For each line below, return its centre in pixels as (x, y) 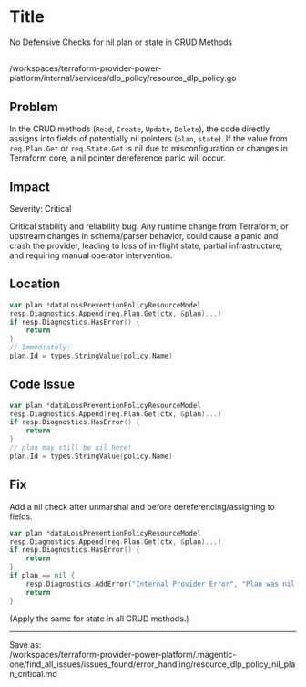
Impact (30, 187)
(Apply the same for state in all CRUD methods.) (99, 619)
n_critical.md (33, 673)
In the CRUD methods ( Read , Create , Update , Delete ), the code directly (140, 129)
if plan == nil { (42, 576)
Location (35, 284)
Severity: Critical (41, 208)
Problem (34, 107)
